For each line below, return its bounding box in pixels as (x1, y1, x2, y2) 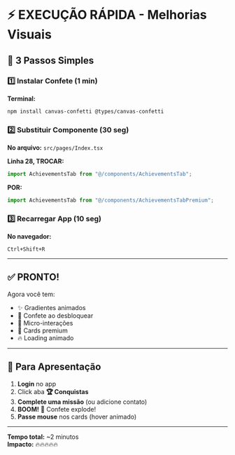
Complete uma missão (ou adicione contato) (17, 398, 148, 406)
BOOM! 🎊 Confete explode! (17, 405, 97, 413)
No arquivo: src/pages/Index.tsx (7, 143, 104, 152)
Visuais (7, 27, 52, 43)
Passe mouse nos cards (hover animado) (17, 412, 137, 421)
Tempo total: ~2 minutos (7, 433, 79, 441)
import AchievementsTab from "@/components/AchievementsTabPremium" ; (7, 197, 215, 204)
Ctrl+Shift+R (7, 246, 45, 253)
